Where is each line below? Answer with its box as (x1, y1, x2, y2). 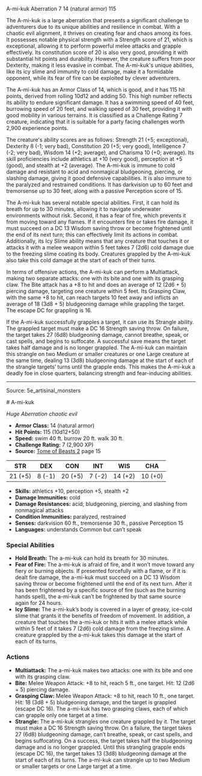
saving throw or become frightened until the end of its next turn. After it (14, 580, 192, 587)
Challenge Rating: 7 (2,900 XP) (14, 441, 94, 448)
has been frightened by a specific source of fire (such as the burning (14, 587, 186, 594)
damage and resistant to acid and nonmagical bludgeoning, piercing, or (6, 168, 183, 175)
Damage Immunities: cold (14, 494, 81, 501)
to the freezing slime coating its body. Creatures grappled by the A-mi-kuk (6, 250, 191, 257)
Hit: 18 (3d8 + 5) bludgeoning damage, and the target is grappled (14, 698, 176, 706)
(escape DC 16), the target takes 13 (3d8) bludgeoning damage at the (14, 749, 187, 757)
